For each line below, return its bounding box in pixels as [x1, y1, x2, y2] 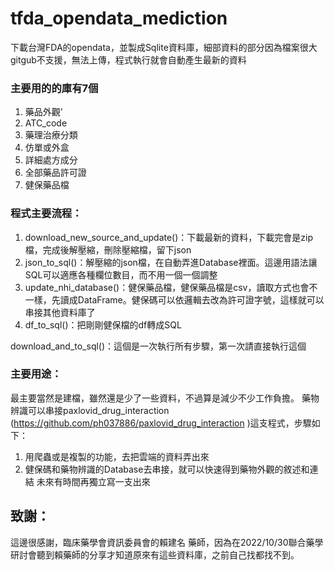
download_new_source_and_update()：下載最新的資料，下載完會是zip [24, 231, 314, 243]
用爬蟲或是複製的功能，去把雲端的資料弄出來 [24, 450, 210, 462]
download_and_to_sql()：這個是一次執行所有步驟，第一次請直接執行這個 [10, 340, 307, 352]
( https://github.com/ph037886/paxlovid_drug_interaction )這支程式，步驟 [10, 417, 312, 429]
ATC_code [24, 117, 68, 129]
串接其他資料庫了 [24, 306, 96, 318]
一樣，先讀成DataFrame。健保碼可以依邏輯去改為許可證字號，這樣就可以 [24, 293, 325, 306]
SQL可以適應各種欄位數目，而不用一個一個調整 [24, 268, 218, 281]
